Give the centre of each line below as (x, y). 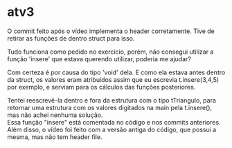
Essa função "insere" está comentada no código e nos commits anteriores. (114, 122)
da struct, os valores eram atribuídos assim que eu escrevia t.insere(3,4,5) (113, 79)
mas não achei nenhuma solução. (55, 115)
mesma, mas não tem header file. (55, 137)
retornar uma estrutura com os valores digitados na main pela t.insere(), (110, 107)
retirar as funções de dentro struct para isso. (71, 38)
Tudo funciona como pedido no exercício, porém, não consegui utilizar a (110, 52)
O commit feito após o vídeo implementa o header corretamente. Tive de (111, 31)
